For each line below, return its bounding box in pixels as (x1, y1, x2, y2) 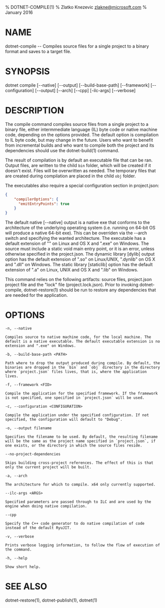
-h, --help (5, 556, 28, 561)
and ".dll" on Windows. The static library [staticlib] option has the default (5, 262, 153, 268)
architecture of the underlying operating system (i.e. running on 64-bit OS (5, 225, 156, 231)
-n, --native (5, 326, 32, 331)
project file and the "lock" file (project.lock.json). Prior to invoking (5, 282, 139, 288)
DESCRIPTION (5, 105, 64, 116)
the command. (5, 547, 32, 552)
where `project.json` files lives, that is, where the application (5, 369, 147, 375)
